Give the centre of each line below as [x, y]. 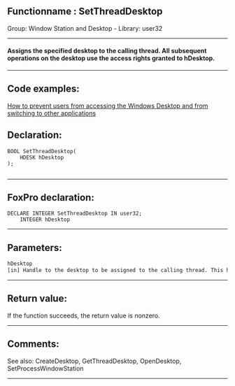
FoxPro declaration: [51, 198]
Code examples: [43, 89]
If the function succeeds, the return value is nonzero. [84, 315]
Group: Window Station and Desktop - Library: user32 [85, 28]
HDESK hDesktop [42, 157]
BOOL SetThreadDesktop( [42, 151]
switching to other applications [52, 113]
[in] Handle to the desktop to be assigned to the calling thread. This [115, 271]
